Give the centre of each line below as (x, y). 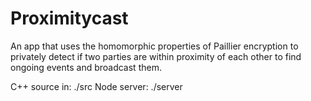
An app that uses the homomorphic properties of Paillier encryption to (154, 46)
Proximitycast (69, 18)
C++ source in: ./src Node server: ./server (96, 86)
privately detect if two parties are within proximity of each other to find (156, 56)
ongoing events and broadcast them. (86, 67)
